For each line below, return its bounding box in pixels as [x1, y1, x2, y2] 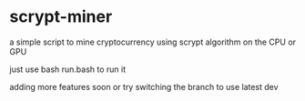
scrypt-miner [9, 6, 113, 27]
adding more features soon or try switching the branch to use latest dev [9, 81, 280, 92]
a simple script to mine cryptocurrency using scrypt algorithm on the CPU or [9, 36, 297, 47]
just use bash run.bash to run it [9, 64, 127, 75]
